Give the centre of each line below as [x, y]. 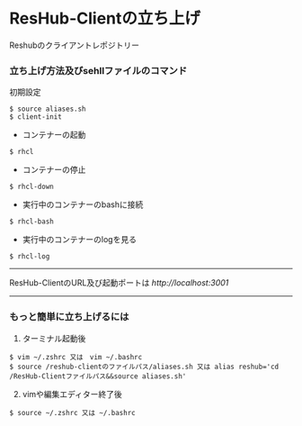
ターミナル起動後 [54, 338]
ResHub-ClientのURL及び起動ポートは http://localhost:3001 [119, 283]
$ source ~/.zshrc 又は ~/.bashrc [73, 412]
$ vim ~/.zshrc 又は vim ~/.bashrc [76, 357]
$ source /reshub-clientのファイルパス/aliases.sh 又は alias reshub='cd [144, 367]
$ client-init [36, 117]
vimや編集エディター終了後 [72, 394]
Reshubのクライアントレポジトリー [74, 45]
